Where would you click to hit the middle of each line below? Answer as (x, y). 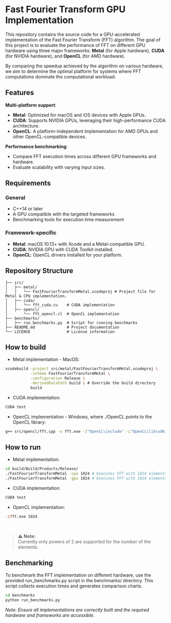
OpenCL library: (29, 422)
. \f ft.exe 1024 (21, 516)
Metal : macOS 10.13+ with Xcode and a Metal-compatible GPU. (79, 244)
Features (20, 93)
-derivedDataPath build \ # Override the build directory (93, 383)
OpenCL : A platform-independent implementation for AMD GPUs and (85, 131)
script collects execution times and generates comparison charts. (74, 586)
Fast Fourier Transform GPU (65, 9)
